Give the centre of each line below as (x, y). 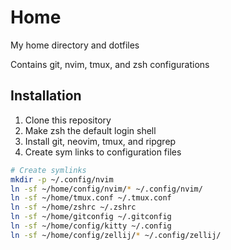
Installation (46, 96)
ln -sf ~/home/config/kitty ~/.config (91, 226)
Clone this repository (68, 120)
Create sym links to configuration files (103, 152)
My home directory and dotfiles (75, 45)
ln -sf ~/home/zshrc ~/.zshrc (73, 207)
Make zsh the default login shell (90, 130)
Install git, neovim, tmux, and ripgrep (100, 141)
